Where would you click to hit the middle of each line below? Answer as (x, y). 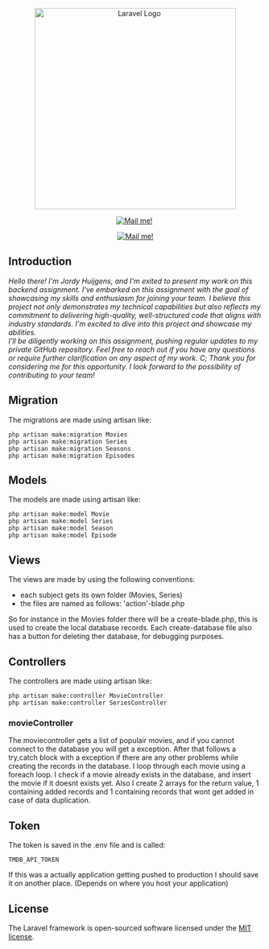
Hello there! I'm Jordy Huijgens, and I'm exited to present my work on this (130, 281)
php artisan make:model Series (61, 522)
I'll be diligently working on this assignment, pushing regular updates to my (133, 340)
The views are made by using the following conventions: (102, 580)
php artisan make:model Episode (62, 535)
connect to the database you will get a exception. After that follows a (122, 749)
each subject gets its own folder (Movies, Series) (101, 595)
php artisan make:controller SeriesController (88, 703)
